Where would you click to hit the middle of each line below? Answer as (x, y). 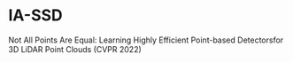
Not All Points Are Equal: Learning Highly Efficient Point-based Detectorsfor (146, 40)
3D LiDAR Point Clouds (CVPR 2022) (75, 49)
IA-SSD (35, 15)
